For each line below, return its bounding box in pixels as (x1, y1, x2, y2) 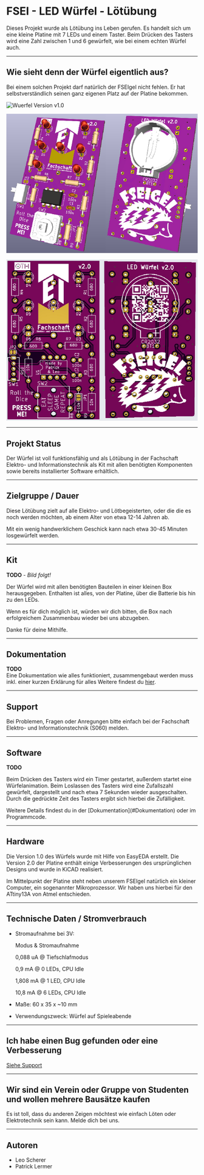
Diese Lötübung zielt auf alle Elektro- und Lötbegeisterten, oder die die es (6, 507, 191, 514)
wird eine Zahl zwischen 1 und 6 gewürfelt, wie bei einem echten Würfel (6, 37, 186, 44)
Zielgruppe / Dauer (6, 491, 80, 501)
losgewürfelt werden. (6, 531, 59, 539)
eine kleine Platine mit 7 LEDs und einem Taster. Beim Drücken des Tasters (6, 30, 193, 38)
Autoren (6, 1140, 38, 1151)
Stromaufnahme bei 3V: (15, 930, 75, 937)
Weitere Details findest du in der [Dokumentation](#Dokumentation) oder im (6, 807, 196, 814)
